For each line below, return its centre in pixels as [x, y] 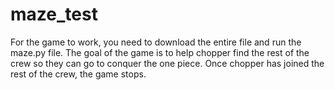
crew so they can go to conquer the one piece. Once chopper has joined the [167, 63]
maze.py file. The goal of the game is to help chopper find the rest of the [160, 52]
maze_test [54, 14]
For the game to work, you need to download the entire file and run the [156, 42]
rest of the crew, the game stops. [78, 74]
